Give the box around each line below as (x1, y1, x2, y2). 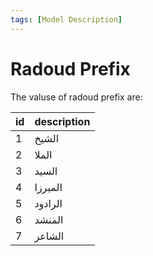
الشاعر (34, 229, 65, 243)
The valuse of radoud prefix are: (10, 91, 143, 103)
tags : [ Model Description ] (10, 14, 123, 25)
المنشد (34, 212, 64, 226)
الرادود (34, 196, 63, 210)
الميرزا (34, 180, 63, 194)
